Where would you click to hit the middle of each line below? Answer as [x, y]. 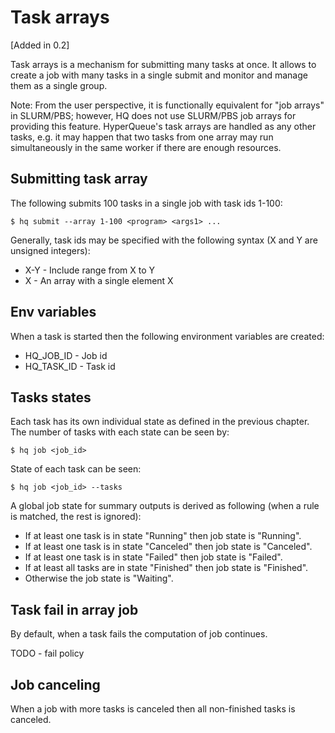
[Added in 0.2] [40, 45]
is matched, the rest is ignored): [76, 517]
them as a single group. [59, 85]
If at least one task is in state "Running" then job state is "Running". [163, 536]
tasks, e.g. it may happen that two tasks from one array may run [142, 137]
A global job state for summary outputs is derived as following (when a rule [165, 506]
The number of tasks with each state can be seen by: [120, 432]
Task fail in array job [74, 609]
